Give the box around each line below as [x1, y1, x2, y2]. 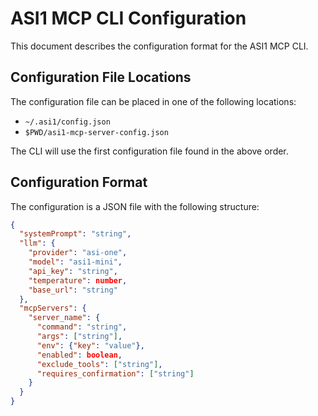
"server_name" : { [28, 313, 101, 323]
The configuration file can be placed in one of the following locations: [10, 95, 297, 107]
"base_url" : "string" [28, 285, 118, 295]
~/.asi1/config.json [24, 117, 111, 127]
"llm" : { [19, 238, 56, 249]
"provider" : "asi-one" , [28, 248, 128, 258]
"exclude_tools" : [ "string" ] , [36, 359, 163, 369]
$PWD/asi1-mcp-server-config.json [24, 127, 169, 137]
